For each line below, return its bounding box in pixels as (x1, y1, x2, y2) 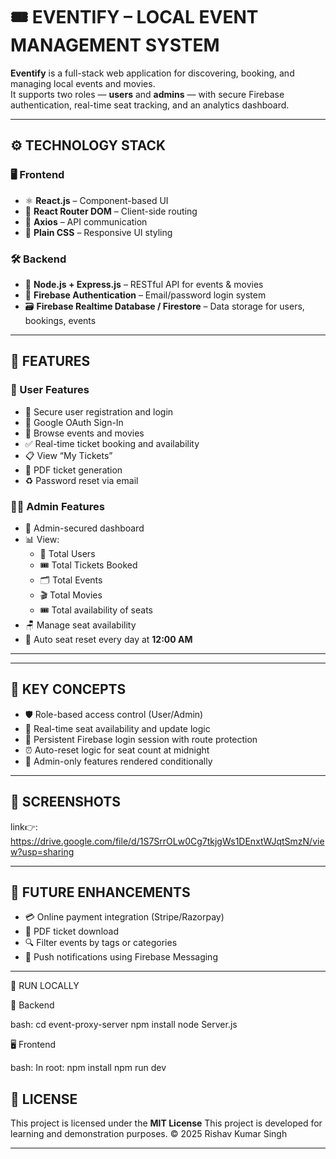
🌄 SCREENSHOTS (10, 794, 121, 811)
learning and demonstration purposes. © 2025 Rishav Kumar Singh (10, 1128, 288, 1140)
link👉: (10, 820, 38, 833)
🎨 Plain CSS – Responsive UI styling (24, 226, 173, 238)
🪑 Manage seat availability (24, 619, 137, 631)
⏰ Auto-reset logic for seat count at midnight (24, 744, 210, 756)
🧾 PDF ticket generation (24, 464, 123, 476)
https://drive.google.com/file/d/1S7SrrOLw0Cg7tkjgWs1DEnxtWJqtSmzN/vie (10, 835, 325, 847)
